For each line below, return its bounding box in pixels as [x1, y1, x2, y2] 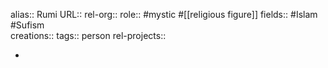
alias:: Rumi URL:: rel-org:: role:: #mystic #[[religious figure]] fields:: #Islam [10, 9, 318, 20]
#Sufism [10, 19, 45, 31]
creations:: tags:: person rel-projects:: [10, 30, 167, 41]
